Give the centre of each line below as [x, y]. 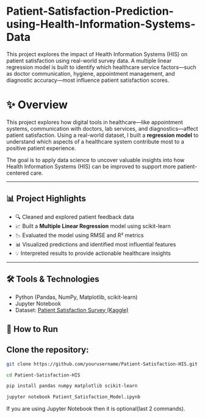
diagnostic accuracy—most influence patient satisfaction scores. [88, 80]
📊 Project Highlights [46, 199]
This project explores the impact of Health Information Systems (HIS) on [97, 54]
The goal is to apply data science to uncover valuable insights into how [95, 159]
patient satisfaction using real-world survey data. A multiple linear [89, 61]
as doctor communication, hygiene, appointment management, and [91, 73]
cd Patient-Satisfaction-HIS [43, 375]
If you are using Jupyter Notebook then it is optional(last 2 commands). [96, 409]
